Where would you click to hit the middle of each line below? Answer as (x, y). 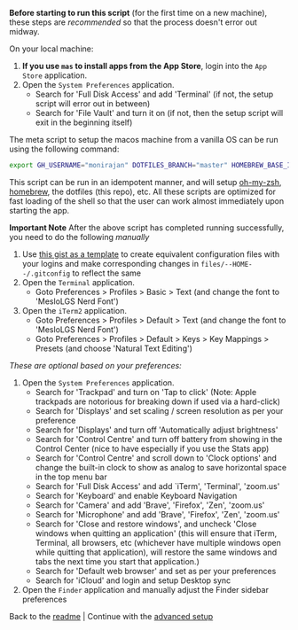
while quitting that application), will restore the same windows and (156, 552)
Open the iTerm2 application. (74, 310)
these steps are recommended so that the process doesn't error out (133, 22)
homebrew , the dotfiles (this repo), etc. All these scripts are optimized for (143, 191)
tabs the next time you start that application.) (117, 561)
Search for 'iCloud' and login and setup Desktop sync (133, 580)
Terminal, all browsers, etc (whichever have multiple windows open (158, 542)
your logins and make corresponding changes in (110, 263)
